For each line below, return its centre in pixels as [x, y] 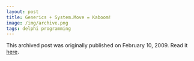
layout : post [23, 12]
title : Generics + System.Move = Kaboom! [59, 17]
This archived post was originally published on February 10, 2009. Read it [97, 45]
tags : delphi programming [38, 28]
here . [13, 52]
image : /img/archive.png [37, 23]
